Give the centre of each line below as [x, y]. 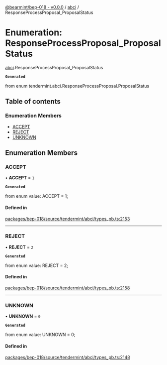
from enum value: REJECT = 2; [37, 265]
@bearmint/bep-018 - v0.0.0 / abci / [42, 7]
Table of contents [33, 102]
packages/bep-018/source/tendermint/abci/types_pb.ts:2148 [68, 357]
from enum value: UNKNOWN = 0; [40, 335]
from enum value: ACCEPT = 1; [37, 196]
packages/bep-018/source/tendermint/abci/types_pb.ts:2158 [68, 288]
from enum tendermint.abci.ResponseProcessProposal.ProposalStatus [77, 86]
